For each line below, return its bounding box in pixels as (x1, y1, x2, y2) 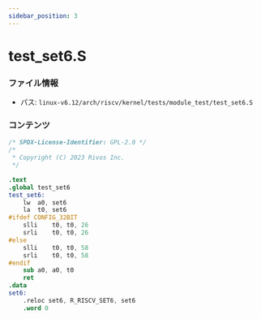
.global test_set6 (8, 183, 71, 192)
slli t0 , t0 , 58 (23, 244, 89, 252)
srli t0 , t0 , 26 (23, 229, 89, 237)
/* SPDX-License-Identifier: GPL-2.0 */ (8, 139, 148, 147)
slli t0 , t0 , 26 (23, 221, 89, 230)
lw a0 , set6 (23, 198, 67, 207)
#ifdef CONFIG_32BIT (8, 213, 79, 222)
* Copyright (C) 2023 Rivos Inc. (11, 153, 126, 162)
